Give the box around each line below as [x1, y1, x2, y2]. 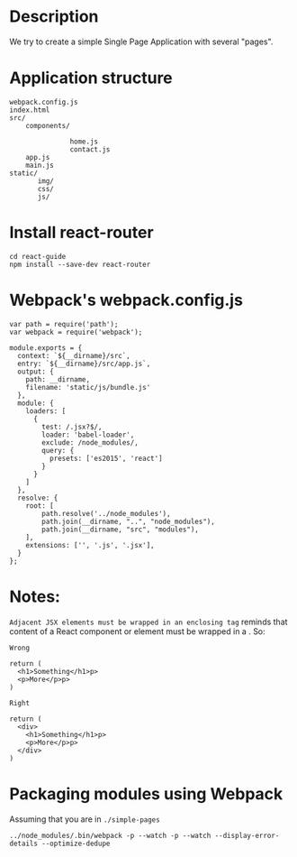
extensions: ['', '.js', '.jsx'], [25, 540, 155, 549]
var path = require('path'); [9, 319, 119, 328]
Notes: [9, 586, 61, 606]
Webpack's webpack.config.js [9, 290, 243, 310]
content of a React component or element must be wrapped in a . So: [9, 625, 265, 637]
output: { [17, 367, 54, 376]
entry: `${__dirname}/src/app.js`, [17, 359, 151, 368]
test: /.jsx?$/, [41, 422, 103, 431]
